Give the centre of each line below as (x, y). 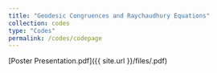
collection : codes (39, 23)
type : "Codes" (32, 30)
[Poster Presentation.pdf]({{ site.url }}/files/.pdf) (88, 61)
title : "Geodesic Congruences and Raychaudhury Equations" (109, 16)
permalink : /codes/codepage (55, 38)
